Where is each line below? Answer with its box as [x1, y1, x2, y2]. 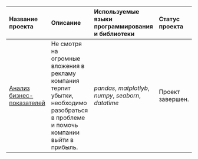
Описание [51, 19, 81, 27]
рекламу [51, 69, 77, 77]
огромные [51, 54, 81, 63]
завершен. [159, 95, 189, 103]
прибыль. [51, 143, 78, 151]
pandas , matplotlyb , [94, 84, 150, 92]
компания [51, 77, 80, 85]
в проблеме [51, 113, 85, 122]
